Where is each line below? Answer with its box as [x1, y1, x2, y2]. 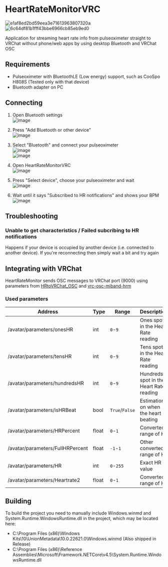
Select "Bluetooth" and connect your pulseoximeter [12, 141, 119, 148]
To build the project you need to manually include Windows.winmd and [5, 510, 151, 516]
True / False [109, 406, 135, 413]
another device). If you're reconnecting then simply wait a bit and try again [5, 250, 159, 256]
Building [5, 496, 31, 505]
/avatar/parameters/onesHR [7, 326, 73, 333]
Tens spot [139, 343, 163, 350]
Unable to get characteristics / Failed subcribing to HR [5, 226, 139, 233]
